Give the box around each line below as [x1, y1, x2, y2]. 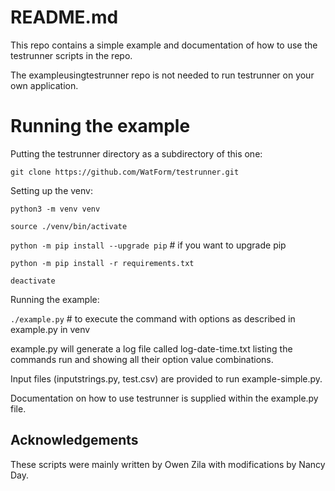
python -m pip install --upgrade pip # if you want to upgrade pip [10, 239, 287, 251]
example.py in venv [10, 323, 91, 335]
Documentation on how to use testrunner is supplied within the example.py [10, 392, 319, 404]
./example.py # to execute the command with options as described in [10, 312, 296, 325]
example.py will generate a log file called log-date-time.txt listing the [10, 342, 293, 355]
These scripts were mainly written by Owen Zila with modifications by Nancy [10, 458, 326, 470]
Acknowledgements [10, 432, 139, 449]
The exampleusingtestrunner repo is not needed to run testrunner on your [10, 69, 315, 81]
